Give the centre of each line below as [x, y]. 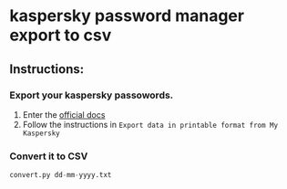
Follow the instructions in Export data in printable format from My [150, 124]
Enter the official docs [64, 114]
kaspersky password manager [127, 16]
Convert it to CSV [49, 156]
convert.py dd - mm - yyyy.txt [61, 175]
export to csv [61, 35]
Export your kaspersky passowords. [92, 95]
